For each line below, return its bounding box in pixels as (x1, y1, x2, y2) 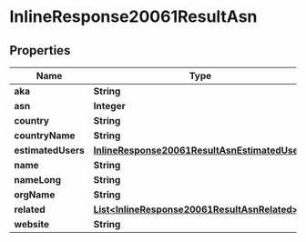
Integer (93, 100, 126, 112)
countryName (14, 129, 76, 142)
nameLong (14, 174, 62, 186)
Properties (9, 43, 71, 58)
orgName (14, 188, 56, 201)
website (14, 218, 50, 230)
